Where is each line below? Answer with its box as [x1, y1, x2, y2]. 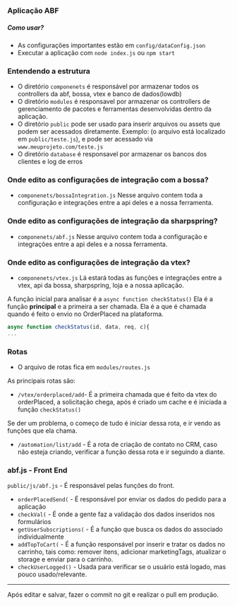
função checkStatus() [17, 405, 81, 414]
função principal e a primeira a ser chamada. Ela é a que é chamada [7, 303, 207, 311]
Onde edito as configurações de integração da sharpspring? [7, 216, 218, 226]
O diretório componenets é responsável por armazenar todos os [17, 82, 199, 91]
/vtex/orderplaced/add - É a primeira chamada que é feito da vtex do [17, 390, 217, 399]
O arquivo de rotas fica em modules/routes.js [17, 363, 151, 371]
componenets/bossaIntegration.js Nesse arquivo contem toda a [17, 191, 203, 199]
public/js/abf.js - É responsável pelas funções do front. [7, 482, 175, 490]
